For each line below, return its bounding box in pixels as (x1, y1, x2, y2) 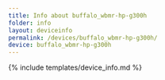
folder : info (8, 19, 52, 27)
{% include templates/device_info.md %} (8, 63, 143, 72)
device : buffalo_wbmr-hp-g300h (8, 41, 112, 49)
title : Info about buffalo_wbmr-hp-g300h (8, 11, 148, 20)
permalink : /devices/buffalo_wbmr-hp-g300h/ (8, 33, 158, 42)
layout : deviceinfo (8, 26, 73, 34)
